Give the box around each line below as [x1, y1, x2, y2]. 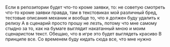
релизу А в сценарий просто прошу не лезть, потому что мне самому [5, 20, 157, 26]
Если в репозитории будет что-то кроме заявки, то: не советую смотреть [5, 4, 165, 10]
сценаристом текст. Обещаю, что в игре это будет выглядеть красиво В [5, 31, 162, 36]
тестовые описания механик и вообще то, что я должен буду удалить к [5, 15, 160, 20]
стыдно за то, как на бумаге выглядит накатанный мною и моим [5, 25, 146, 31]
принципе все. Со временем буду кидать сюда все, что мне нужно [5, 36, 151, 42]
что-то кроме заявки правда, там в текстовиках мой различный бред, [5, 9, 158, 15]
